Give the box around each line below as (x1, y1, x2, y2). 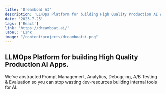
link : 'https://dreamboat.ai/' (5, 26, 70, 31)
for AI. (5, 84, 18, 90)
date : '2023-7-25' (5, 16, 43, 21)
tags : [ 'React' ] (5, 21, 39, 26)
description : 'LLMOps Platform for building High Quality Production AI (5, 12, 158, 17)
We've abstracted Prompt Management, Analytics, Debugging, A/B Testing (5, 73, 157, 79)
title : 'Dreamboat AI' (5, 7, 52, 12)
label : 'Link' (5, 30, 35, 35)
